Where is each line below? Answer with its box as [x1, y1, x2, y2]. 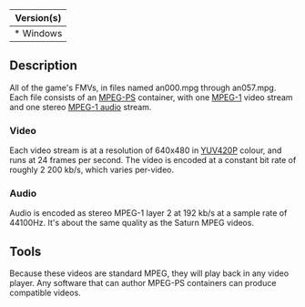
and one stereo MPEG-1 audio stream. [9, 101, 152, 112]
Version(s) [15, 12, 62, 24]
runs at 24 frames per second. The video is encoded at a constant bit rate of [9, 155, 297, 166]
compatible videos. [9, 287, 82, 299]
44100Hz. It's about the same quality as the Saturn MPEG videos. [9, 218, 255, 229]
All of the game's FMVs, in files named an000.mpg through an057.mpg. [9, 82, 277, 93]
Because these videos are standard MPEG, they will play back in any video [9, 268, 290, 279]
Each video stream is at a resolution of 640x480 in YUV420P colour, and [9, 145, 282, 156]
